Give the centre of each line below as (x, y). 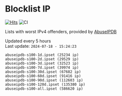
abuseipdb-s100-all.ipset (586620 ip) (44, 89)
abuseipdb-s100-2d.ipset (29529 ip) (42, 59)
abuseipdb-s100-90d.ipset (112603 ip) (44, 80)
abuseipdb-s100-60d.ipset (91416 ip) (43, 76)
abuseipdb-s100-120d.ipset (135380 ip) (45, 84)
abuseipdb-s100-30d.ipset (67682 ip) (43, 72)
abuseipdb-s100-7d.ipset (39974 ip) (42, 68)
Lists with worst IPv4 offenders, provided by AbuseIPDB (61, 31)
